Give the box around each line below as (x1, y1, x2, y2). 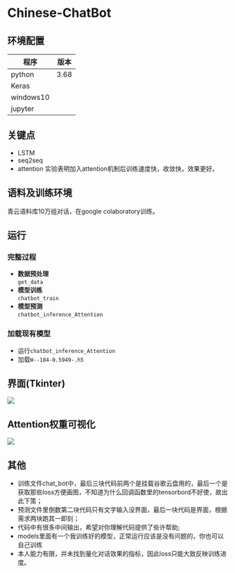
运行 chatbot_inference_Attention (17, 346, 116, 354)
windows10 (11, 93, 50, 102)
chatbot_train (17, 295, 59, 302)
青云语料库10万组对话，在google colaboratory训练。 (7, 207, 159, 215)
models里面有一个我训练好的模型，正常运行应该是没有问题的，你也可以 (17, 532, 224, 541)
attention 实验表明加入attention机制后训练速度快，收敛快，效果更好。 (17, 164, 219, 173)
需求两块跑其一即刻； (17, 515, 80, 523)
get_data (17, 279, 44, 286)
